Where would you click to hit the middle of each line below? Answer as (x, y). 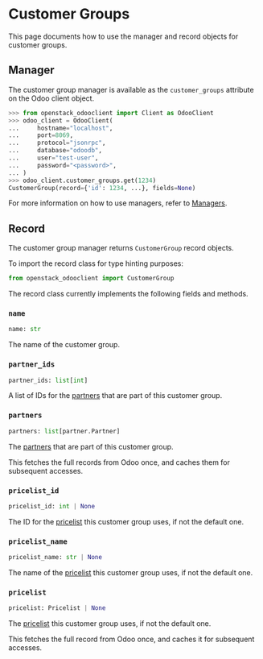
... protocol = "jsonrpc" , (57, 143)
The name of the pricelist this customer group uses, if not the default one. (131, 572)
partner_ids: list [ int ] (48, 380)
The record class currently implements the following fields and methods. (128, 294)
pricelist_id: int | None (51, 506)
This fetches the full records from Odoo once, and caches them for (119, 462)
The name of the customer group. (64, 345)
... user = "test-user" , (53, 158)
